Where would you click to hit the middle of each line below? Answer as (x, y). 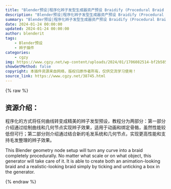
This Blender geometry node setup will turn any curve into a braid (74, 150)
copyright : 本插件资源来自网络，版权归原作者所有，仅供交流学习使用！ (71, 72)
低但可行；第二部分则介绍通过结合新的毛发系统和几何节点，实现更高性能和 (83, 134)
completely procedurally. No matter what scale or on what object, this (78, 155)
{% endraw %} (21, 181)
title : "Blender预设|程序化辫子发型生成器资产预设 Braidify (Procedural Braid (85, 10)
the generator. (20, 172)
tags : (11, 39)
